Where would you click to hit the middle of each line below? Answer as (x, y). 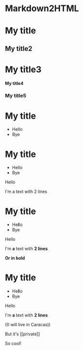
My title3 (23, 69)
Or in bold (15, 258)
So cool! (13, 344)
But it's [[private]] (22, 334)
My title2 (19, 48)
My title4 (14, 83)
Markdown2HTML (42, 9)
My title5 (16, 96)
